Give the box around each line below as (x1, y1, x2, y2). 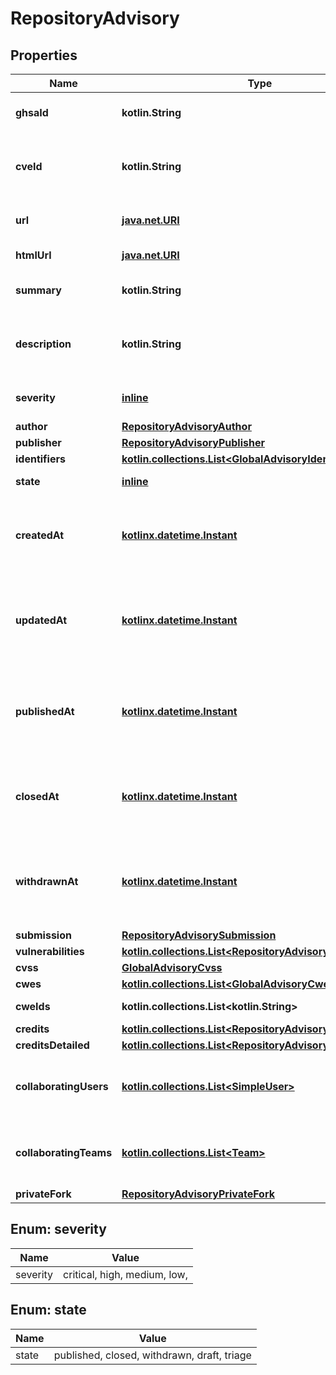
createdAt (15, 528, 65, 542)
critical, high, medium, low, (63, 1267, 188, 1281)
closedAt (15, 790, 60, 803)
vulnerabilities (15, 945, 85, 958)
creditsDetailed (15, 1038, 90, 1052)
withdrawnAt (15, 875, 79, 888)
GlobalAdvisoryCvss (121, 961, 223, 974)
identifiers (15, 452, 66, 466)
